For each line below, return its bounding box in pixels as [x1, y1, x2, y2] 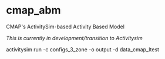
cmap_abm [6, 4, 61, 17]
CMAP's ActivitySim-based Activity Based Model [6, 23, 125, 30]
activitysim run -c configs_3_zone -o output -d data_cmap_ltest [6, 45, 160, 53]
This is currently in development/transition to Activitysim [6, 34, 143, 41]
